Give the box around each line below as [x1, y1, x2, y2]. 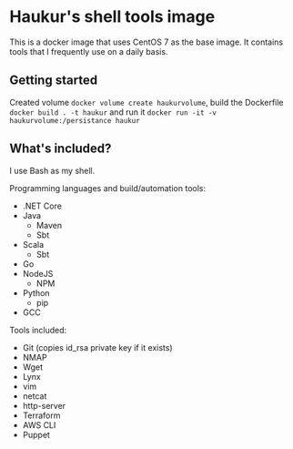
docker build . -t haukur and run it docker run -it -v [9, 107, 217, 117]
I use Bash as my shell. [9, 165, 96, 176]
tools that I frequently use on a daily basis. [9, 46, 168, 56]
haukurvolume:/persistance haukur [9, 116, 141, 125]
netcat [22, 390, 47, 402]
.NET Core [22, 200, 62, 211]
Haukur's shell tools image [9, 6, 216, 27]
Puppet [22, 429, 50, 440]
